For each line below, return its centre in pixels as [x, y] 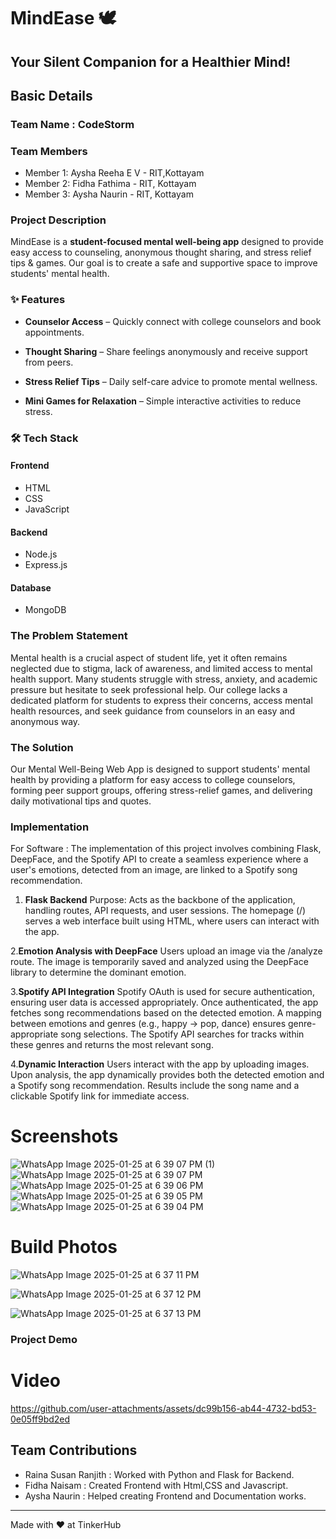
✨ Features [38, 300]
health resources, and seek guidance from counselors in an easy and [153, 711]
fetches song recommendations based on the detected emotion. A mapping [166, 1013]
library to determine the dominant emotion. [98, 972]
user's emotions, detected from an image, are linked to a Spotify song [154, 870]
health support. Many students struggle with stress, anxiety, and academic [164, 679]
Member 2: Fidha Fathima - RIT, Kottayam [110, 184]
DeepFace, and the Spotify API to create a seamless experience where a [159, 859]
